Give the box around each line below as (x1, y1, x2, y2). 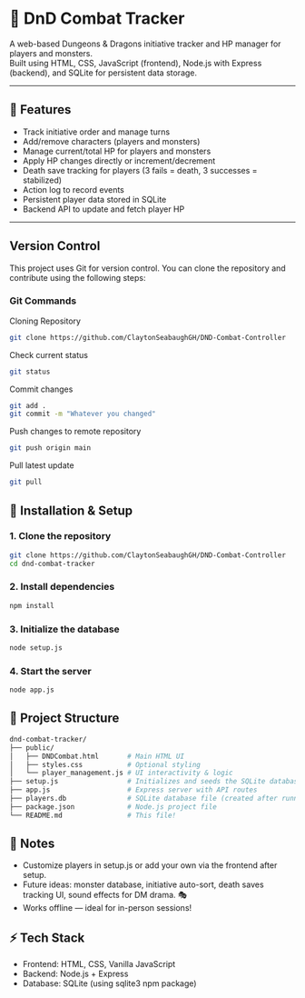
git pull (9, 477, 43, 487)
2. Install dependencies (9, 581, 115, 594)
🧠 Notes (9, 836, 55, 852)
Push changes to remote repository (9, 426, 142, 437)
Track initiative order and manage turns (22, 126, 171, 137)
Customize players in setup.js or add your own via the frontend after (22, 860, 278, 871)
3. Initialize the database (9, 623, 120, 635)
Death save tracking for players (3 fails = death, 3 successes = (22, 165, 258, 175)
